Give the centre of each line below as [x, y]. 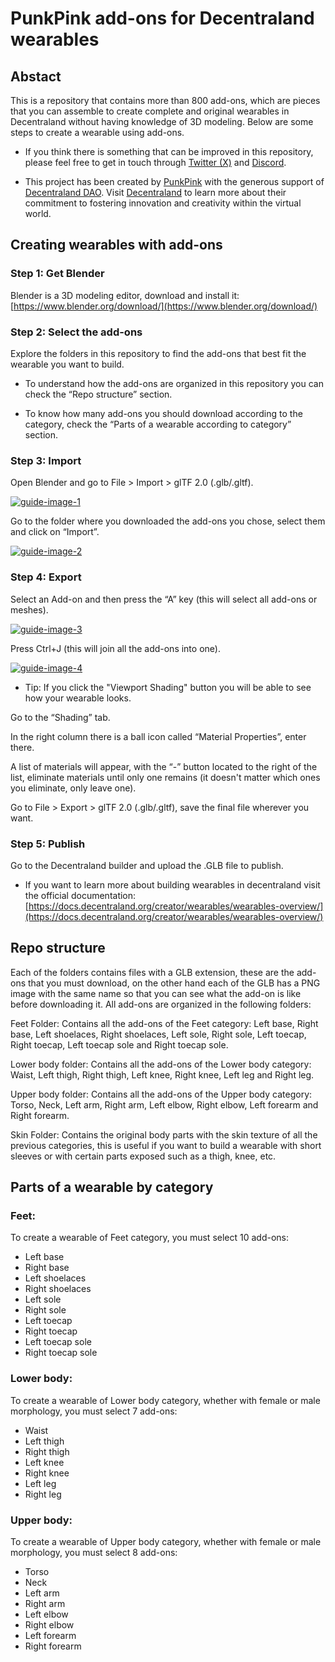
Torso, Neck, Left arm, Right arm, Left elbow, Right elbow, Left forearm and [164, 1104]
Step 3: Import [46, 460]
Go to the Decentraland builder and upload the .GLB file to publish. [147, 865]
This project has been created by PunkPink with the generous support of [174, 181]
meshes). [29, 609]
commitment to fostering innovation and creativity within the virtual [163, 203]
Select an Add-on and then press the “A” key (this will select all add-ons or [164, 599]
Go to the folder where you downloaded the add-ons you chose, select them [168, 521]
